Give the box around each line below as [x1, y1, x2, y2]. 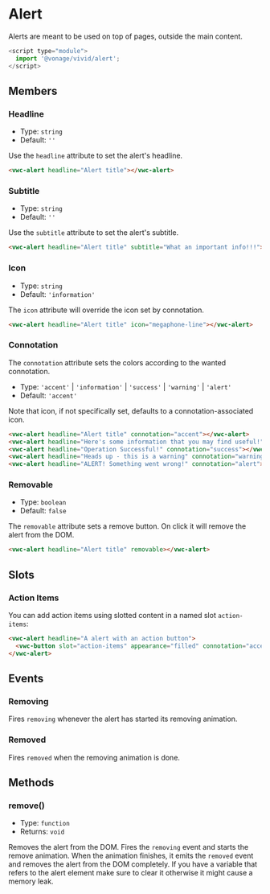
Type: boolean [19, 497, 67, 507]
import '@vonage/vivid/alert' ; [15, 54, 121, 63]
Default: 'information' [19, 289, 96, 299]
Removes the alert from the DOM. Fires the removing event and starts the [8, 843, 249, 852]
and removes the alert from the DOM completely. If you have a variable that [8, 859, 258, 869]
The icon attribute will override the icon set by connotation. [8, 305, 205, 315]
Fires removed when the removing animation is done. [8, 752, 181, 762]
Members [8, 84, 58, 97]
